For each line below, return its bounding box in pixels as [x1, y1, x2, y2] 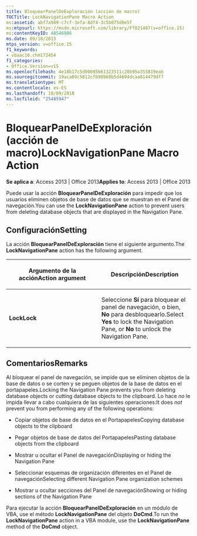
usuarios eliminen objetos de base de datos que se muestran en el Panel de [6, 195, 189, 203]
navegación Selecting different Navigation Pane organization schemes [14, 476, 183, 483]
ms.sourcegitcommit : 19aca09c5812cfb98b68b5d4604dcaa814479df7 [6, 74, 164, 80]
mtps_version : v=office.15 [6, 42, 72, 48]
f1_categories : [6, 58, 43, 63]
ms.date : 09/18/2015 [6, 36, 57, 42]
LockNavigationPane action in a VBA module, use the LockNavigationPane [6, 517, 189, 524]
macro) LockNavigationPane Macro [6, 146, 179, 159]
